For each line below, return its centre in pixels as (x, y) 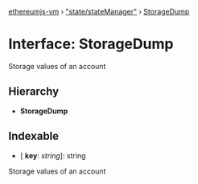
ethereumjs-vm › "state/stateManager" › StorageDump (99, 12)
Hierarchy (34, 92)
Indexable (34, 136)
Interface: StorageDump (91, 44)
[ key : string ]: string (53, 155)
